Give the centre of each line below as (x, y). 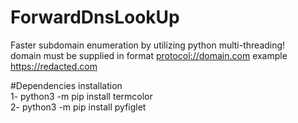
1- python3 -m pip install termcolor (81, 96)
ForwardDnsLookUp (95, 17)
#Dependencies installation (66, 85)
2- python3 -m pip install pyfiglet (78, 107)
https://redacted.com (54, 66)
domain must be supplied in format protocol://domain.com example (149, 55)
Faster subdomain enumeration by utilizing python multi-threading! (148, 45)
